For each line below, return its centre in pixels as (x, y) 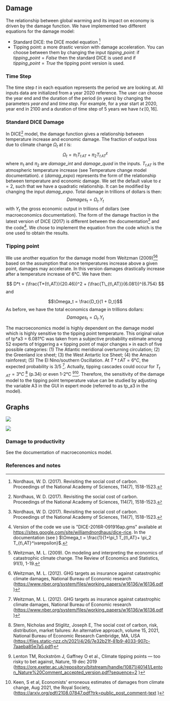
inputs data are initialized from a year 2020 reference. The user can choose (84, 92)
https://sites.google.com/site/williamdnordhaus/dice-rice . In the (79, 532)
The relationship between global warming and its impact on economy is (80, 20)
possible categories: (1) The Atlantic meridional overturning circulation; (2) (83, 349)
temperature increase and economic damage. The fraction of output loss (81, 139)
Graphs (18, 407)
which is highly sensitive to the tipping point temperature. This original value (85, 333)
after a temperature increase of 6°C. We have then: (59, 274)
